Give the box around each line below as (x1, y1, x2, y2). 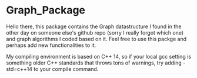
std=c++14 (6, 65, 32, 72)
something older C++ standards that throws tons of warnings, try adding (6, 59, 182, 66)
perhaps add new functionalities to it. (6, 42, 96, 49)
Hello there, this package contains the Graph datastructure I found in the (6, 23, 182, 30)
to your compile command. (33, 65, 99, 72)
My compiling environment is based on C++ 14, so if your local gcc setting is (6, 53, 192, 60)
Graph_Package (6, 4, 86, 17)
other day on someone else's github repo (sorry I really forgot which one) (6, 29, 184, 36)
